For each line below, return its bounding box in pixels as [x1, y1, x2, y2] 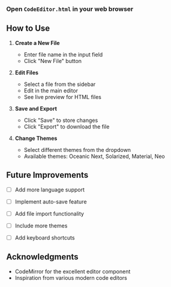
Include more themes [14, 222, 68, 229]
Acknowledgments [6, 252, 79, 262]
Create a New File [14, 39, 60, 46]
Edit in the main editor [23, 86, 79, 94]
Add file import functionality [14, 210, 84, 217]
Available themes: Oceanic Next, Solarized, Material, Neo [23, 153, 165, 160]
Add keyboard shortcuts [14, 234, 75, 241]
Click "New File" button [23, 57, 82, 64]
